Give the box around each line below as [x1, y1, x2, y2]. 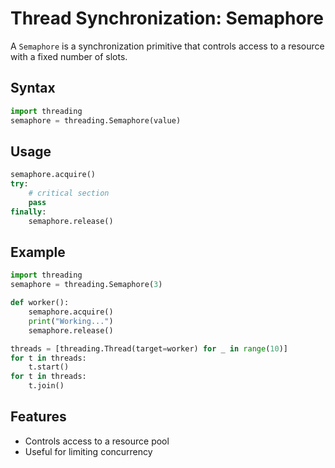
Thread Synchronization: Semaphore [10, 7, 324, 30]
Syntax [10, 80, 56, 97]
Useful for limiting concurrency [24, 445, 153, 457]
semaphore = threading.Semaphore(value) [10, 115, 182, 126]
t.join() [28, 381, 65, 391]
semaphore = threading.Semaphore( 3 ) [10, 280, 163, 290]
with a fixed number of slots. [10, 50, 128, 62]
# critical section [28, 188, 110, 199]
